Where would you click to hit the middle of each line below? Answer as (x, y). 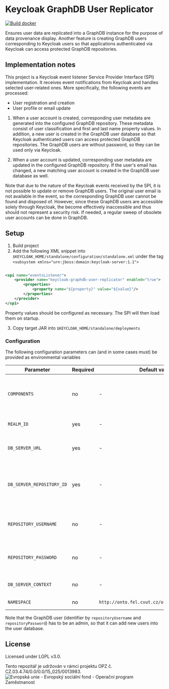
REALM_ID (18, 424)
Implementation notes (40, 65)
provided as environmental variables (43, 357)
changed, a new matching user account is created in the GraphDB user (86, 170)
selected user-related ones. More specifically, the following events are (78, 88)
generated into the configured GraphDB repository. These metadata (83, 123)
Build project (26, 246)
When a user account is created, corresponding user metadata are (81, 118)
